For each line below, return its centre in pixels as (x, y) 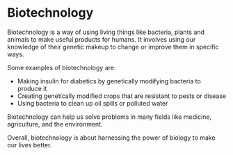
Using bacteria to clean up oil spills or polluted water (93, 103)
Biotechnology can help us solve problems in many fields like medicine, (110, 117)
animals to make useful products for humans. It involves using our (102, 39)
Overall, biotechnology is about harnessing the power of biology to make (111, 138)
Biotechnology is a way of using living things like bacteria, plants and (106, 32)
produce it (32, 88)
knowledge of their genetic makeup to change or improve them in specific (113, 47)
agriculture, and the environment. (55, 124)
